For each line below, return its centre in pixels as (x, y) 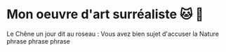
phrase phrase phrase (39, 41)
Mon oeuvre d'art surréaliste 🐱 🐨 (105, 14)
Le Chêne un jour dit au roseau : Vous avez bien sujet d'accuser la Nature (113, 34)
